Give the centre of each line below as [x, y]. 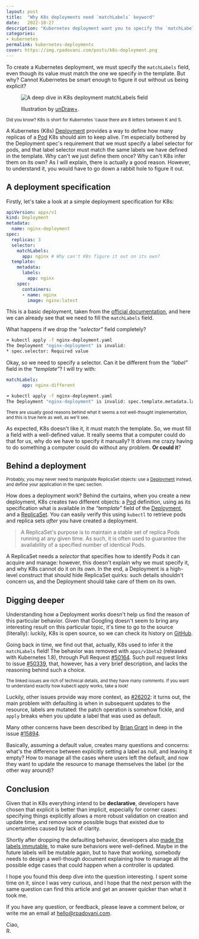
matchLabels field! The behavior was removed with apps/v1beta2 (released [96, 651]
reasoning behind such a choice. [46, 670]
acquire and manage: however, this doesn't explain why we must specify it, [98, 563]
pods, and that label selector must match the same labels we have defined [97, 149]
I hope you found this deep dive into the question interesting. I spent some [97, 876]
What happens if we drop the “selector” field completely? [76, 329]
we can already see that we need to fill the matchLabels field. [80, 318]
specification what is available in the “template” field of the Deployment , [94, 508]
